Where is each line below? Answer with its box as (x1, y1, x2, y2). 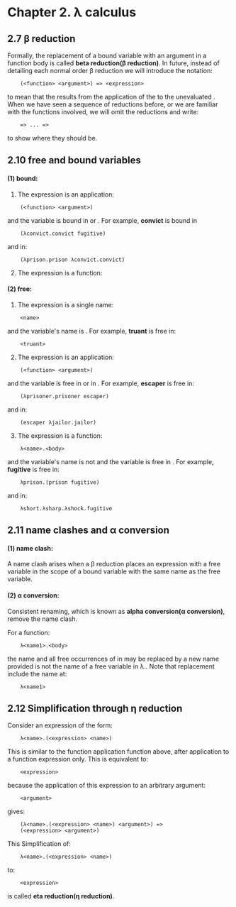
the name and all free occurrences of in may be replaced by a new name (7, 654, 220, 663)
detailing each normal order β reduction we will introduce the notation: (7, 67, 213, 75)
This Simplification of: (7, 840, 71, 848)
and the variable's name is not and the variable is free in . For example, (7, 457, 214, 466)
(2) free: (7, 285, 32, 293)
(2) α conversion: (7, 590, 60, 600)
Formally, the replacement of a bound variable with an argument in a (7, 51, 207, 60)
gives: (7, 807, 26, 816)
